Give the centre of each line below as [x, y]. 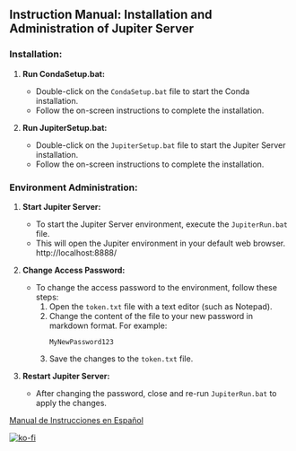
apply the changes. [71, 403]
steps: [47, 297]
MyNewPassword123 [81, 342]
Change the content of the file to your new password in [151, 316]
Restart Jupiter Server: [66, 376]
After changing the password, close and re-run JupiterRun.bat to [156, 393]
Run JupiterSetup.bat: [65, 127]
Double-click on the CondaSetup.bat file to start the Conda [143, 91]
